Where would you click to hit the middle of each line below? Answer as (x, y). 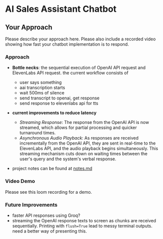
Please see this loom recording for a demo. (49, 192)
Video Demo (20, 181)
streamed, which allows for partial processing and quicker (78, 128)
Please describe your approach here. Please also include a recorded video (81, 39)
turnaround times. (38, 133)
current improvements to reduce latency (54, 113)
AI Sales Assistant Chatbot (61, 9)
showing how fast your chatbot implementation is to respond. (67, 44)
